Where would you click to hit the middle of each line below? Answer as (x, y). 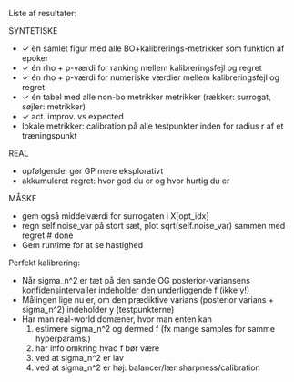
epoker (35, 58)
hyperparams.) (63, 338)
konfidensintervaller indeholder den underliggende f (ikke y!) (136, 290)
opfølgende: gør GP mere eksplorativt (92, 171)
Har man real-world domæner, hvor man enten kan (117, 319)
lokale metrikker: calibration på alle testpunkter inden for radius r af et (152, 126)
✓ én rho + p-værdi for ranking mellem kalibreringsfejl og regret (142, 68)
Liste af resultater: (43, 13)
